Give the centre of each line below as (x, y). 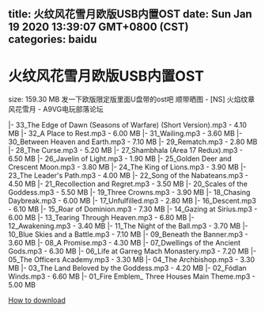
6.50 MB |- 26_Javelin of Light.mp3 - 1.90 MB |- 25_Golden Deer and (120, 159)
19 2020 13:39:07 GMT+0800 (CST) (98, 27)
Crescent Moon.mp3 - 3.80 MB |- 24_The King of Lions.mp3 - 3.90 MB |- (127, 167)
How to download (37, 300)
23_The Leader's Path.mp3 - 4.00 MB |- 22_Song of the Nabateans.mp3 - (129, 176)
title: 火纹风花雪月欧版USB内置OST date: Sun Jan (130, 14)
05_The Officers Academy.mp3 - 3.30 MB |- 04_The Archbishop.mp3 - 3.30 (132, 260)
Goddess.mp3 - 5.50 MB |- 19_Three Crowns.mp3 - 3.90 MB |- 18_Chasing (129, 192)
